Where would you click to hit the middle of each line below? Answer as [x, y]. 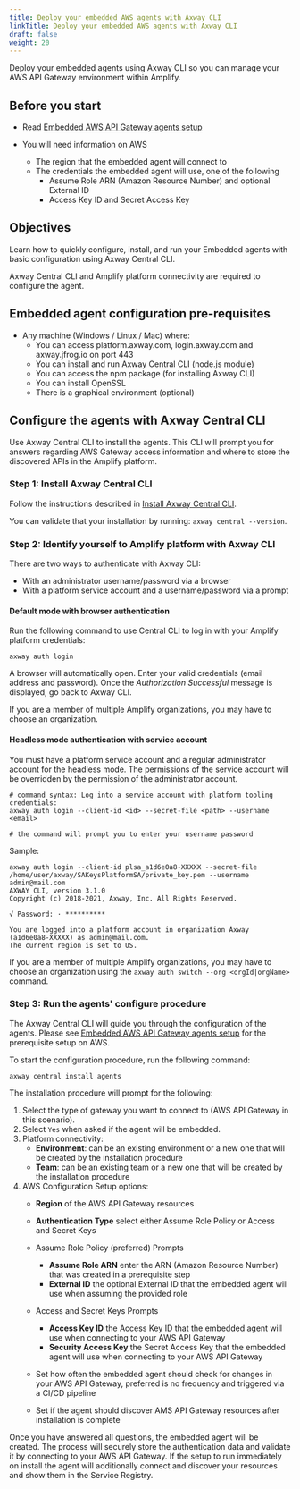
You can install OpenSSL [81, 383]
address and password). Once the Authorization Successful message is [141, 683]
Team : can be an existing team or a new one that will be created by [159, 1167]
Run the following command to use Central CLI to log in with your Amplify [144, 630]
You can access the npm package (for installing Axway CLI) [145, 373]
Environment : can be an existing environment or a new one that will [160, 1148]
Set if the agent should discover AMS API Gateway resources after [158, 1410]
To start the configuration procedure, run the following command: [130, 1060]
